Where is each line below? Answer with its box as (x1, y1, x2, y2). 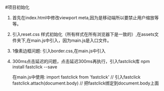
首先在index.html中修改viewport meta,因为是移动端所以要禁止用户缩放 (12, 15, 155, 21)
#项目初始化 (5, 4, 30, 10)
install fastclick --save (12, 64, 58, 70)
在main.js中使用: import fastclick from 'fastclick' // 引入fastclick (12, 74, 141, 80)
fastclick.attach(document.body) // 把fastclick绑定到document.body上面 (12, 80, 159, 86)
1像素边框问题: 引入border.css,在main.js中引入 (12, 48, 106, 54)
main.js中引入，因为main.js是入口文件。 (31, 37, 112, 43)
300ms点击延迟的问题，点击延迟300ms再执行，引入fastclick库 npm (12, 59, 150, 64)
